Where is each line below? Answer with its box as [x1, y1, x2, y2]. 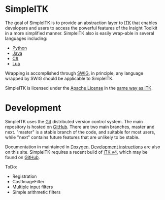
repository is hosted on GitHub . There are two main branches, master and [5, 124, 155, 130]
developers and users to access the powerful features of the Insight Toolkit [5, 25, 158, 31]
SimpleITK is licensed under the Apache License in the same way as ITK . [5, 85, 153, 91]
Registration [12, 173, 37, 179]
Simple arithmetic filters [12, 189, 61, 195]
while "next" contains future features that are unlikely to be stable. [5, 134, 140, 140]
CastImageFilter [12, 178, 45, 184]
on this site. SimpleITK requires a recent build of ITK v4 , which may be [5, 149, 148, 155]
